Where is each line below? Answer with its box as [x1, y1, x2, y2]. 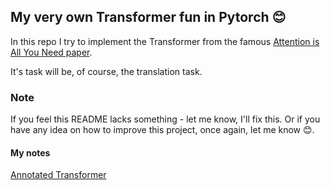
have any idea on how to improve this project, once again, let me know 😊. [10, 124, 315, 136]
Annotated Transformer [10, 169, 107, 181]
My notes [10, 146, 51, 159]
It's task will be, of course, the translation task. [10, 65, 203, 77]
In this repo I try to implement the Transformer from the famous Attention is [10, 35, 320, 47]
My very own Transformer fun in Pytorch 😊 [10, 9, 287, 26]
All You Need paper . [10, 46, 93, 58]
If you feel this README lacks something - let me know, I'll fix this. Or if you [10, 113, 321, 125]
